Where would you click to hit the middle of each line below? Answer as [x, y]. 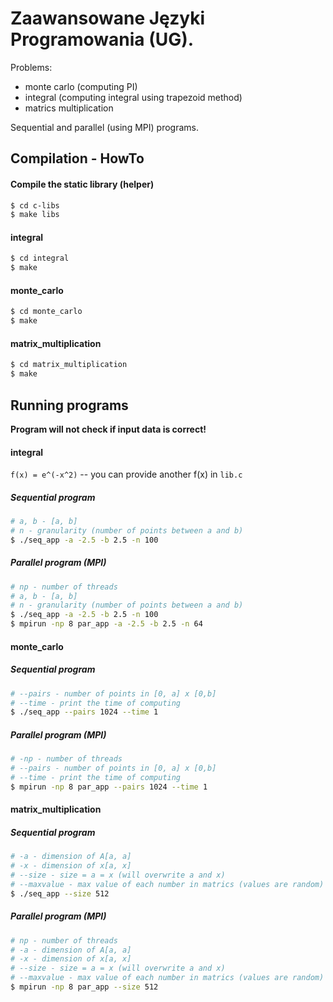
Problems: [31, 67]
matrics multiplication [69, 108]
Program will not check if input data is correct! [108, 429]
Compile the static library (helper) [82, 184]
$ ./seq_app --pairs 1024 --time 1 [84, 712]
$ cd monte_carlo [46, 312]
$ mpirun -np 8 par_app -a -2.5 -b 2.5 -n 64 [106, 624]
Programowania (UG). [102, 39]
